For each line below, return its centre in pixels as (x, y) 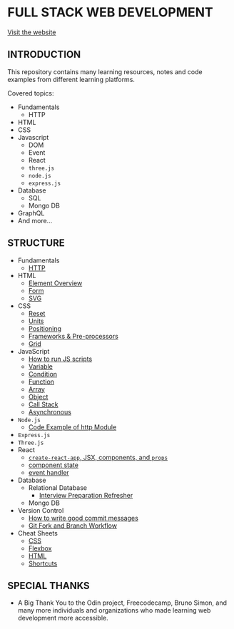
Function (41, 382)
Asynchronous (50, 411)
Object (38, 397)
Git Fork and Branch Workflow (73, 526)
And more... (35, 220)
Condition (43, 374)
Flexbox (40, 548)
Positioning (45, 328)
